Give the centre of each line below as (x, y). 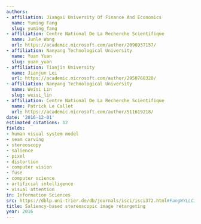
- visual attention (31, 189)
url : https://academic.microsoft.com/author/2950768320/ (84, 78)
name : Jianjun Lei (35, 73)
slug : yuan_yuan (32, 62)
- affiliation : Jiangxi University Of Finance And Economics (84, 17)
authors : (17, 12)
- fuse (14, 173)
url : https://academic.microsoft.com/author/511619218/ (83, 112)
